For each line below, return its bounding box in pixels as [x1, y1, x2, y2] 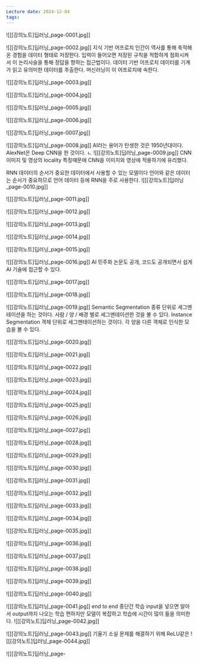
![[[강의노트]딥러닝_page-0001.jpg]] [6, 31, 90, 39]
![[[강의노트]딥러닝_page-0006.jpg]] [6, 116, 92, 123]
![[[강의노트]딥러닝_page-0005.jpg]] [6, 104, 92, 111]
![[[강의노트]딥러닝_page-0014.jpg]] [6, 233, 90, 240]
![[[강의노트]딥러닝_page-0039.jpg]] [6, 577, 92, 584]
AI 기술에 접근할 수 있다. [6, 265, 62, 273]
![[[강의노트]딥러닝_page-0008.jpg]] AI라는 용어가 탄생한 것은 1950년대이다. [6, 142, 184, 149]
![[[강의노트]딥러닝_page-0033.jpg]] [6, 502, 92, 509]
